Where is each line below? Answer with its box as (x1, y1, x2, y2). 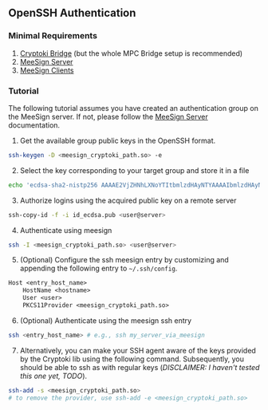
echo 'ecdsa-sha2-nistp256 (8, 181, 98, 189)
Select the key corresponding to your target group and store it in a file (19, 165, 250, 175)
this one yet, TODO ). (19, 371, 88, 380)
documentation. (8, 120, 61, 130)
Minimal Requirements (8, 30, 98, 41)
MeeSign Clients (19, 65, 74, 75)
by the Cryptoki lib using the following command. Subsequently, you (19, 354, 245, 364)
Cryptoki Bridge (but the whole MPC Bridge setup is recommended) (19, 48, 243, 58)
